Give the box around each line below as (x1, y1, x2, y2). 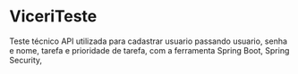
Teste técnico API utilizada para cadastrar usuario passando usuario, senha (9, 36, 288, 46)
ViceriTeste (9, 6, 98, 27)
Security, (9, 54, 43, 65)
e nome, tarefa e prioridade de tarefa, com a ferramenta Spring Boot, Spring (9, 45, 290, 55)
